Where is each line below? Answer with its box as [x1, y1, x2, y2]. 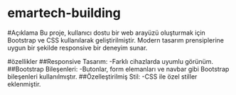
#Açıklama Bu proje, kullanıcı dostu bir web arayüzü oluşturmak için [7, 28, 206, 37]
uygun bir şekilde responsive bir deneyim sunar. [7, 43, 148, 52]
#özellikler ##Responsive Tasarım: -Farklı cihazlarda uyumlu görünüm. [7, 57, 214, 65]
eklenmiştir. [7, 79, 41, 88]
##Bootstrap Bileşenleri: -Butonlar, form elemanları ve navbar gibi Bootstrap [7, 65, 230, 73]
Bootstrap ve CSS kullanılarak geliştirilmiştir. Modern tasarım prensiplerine [7, 35, 224, 44]
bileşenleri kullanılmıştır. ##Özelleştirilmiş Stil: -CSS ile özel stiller [7, 72, 198, 81]
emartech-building [7, 5, 121, 21]
